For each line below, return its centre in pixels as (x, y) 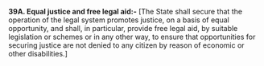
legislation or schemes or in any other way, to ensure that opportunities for (132, 37)
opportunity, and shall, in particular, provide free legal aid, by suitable (123, 28)
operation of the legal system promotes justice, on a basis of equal (119, 20)
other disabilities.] (38, 54)
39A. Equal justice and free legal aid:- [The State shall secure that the (126, 12)
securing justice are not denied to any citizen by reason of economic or (126, 45)
